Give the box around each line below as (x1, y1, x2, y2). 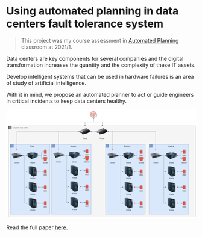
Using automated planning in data (6, 4, 179, 18)
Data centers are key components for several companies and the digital (6, 55, 184, 62)
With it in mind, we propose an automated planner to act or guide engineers (6, 91, 194, 98)
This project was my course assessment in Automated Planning (21, 37, 179, 44)
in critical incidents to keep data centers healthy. (6, 97, 127, 105)
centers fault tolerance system (6, 17, 164, 31)
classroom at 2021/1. (21, 43, 72, 51)
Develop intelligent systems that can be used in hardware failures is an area (6, 73, 194, 80)
